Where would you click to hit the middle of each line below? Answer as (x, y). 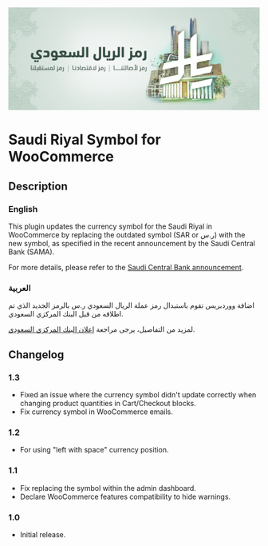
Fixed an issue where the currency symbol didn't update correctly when (138, 395)
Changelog (36, 355)
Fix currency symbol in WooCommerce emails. (97, 412)
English (23, 209)
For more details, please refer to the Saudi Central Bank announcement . (126, 268)
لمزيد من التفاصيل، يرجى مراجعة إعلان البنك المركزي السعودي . (102, 329)
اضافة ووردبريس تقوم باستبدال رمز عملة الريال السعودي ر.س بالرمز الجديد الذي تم (132, 305)
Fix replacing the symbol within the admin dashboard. (108, 488)
